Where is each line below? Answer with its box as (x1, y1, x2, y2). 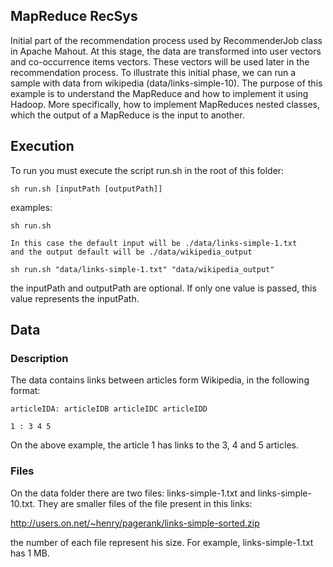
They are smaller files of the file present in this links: (37, 497, 253, 509)
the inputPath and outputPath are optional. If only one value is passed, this (10, 282, 317, 294)
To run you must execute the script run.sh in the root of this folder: (10, 164, 285, 176)
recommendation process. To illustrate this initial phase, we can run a (10, 66, 296, 78)
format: (10, 385, 41, 397)
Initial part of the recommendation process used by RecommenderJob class (10, 34, 323, 46)
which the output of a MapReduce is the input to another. (10, 109, 245, 121)
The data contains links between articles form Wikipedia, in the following (10, 374, 310, 386)
